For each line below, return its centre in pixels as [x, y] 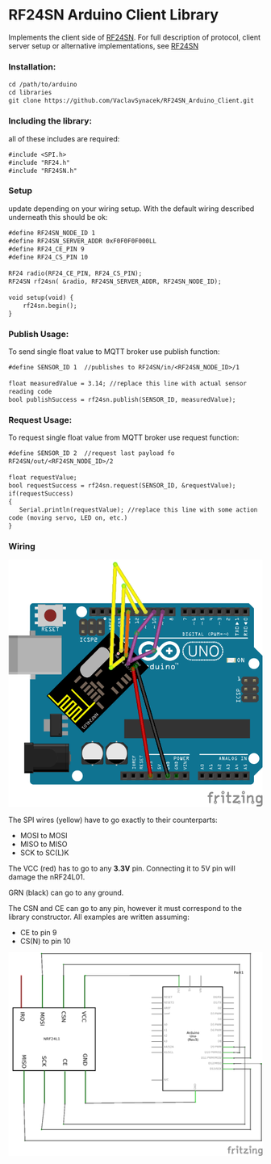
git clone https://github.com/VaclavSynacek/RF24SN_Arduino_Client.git [131, 101]
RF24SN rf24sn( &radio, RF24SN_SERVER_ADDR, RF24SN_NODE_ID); [115, 281]
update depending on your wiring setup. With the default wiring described [131, 209]
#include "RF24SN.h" [43, 171]
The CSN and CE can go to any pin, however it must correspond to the [125, 908]
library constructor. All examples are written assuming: [99, 917]
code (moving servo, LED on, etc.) [68, 518]
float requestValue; [43, 478]
